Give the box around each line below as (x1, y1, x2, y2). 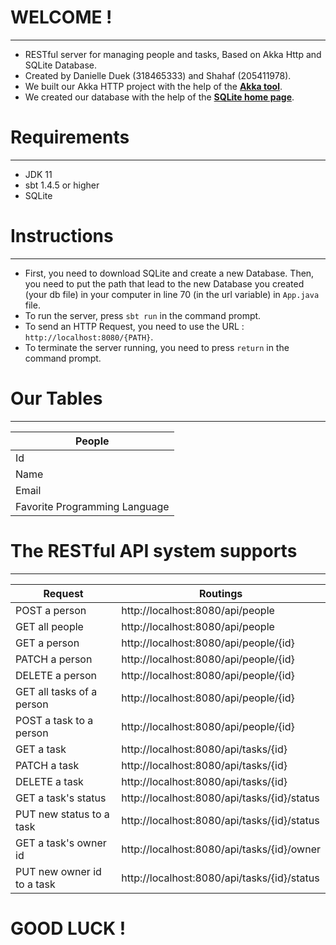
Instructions (10, 225, 114, 248)
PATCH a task (15, 758, 80, 772)
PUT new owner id (15, 864, 102, 878)
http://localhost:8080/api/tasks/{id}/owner (121, 842, 321, 856)
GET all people (15, 619, 84, 633)
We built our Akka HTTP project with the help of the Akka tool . (24, 80, 283, 92)
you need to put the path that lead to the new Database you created (24, 277, 305, 290)
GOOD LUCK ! (10, 917, 127, 940)
